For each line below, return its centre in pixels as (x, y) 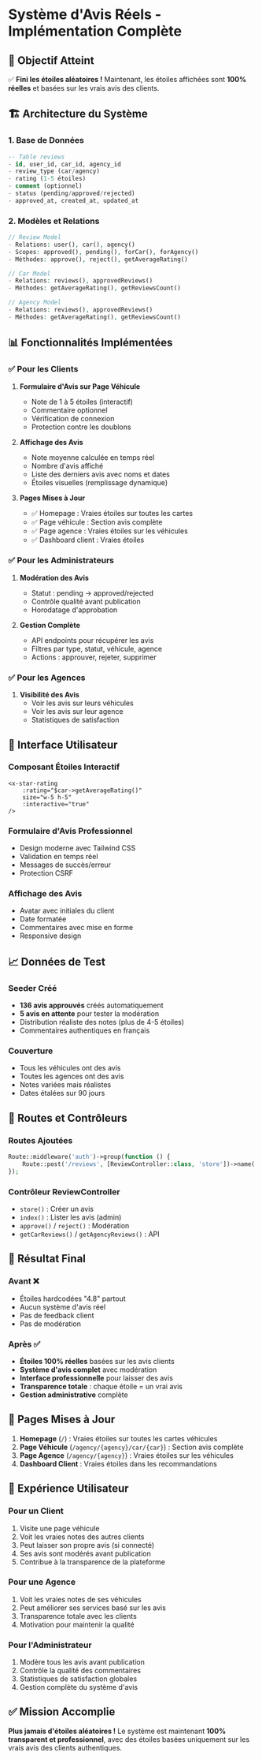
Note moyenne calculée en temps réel (93, 457)
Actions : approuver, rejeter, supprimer (94, 657)
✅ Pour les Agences (47, 678)
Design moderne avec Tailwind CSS (77, 848)
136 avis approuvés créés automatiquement (91, 1005)
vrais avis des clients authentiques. (65, 1747)
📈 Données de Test (57, 961)
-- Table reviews (37, 157)
